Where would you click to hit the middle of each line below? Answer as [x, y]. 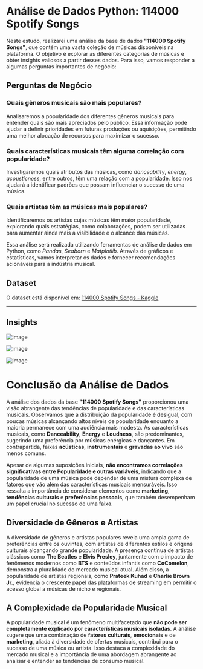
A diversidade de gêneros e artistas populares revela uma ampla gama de [98, 537]
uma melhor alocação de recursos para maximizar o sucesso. [83, 135]
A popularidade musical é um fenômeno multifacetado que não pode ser [97, 622]
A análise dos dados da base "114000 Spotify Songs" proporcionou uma [98, 402]
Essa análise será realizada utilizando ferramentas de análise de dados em [99, 245]
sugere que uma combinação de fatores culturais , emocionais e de [91, 635]
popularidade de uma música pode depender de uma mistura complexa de [99, 478]
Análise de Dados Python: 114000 [93, 11]
